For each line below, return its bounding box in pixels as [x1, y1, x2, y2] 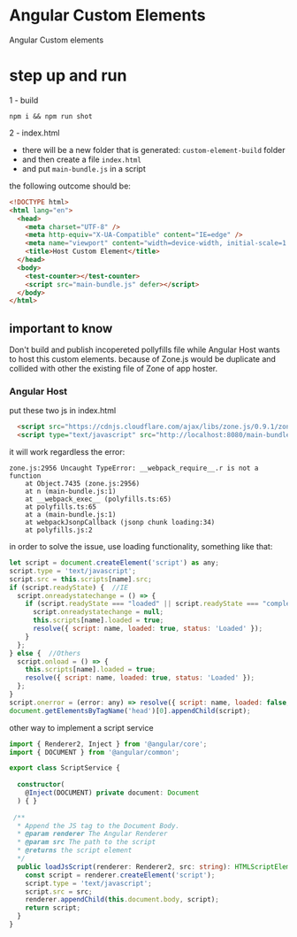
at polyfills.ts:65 [25, 503, 97, 511]
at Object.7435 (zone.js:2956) [25, 480, 141, 488]
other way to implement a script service [9, 722, 154, 733]
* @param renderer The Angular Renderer [17, 829, 168, 839]
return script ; [25, 903, 81, 912]
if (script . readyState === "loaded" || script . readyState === [25, 599, 259, 609]
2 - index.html [9, 127, 60, 138]
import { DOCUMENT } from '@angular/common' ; [9, 748, 179, 757]
